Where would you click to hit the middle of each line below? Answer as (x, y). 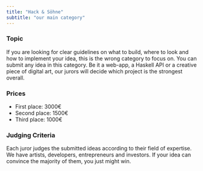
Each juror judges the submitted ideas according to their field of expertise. (99, 149)
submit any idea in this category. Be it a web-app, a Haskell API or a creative (101, 65)
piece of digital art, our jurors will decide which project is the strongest (95, 71)
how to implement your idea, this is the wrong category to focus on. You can (101, 58)
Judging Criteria (31, 135)
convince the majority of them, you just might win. (69, 161)
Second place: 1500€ (42, 113)
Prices (16, 93)
